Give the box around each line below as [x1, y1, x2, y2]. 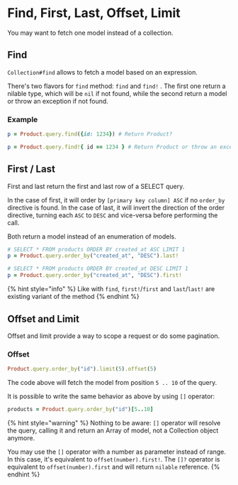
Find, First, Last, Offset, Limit [7, 5, 181, 21]
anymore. [7, 433, 35, 442]
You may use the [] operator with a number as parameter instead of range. [7, 447, 227, 456]
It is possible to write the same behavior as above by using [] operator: [7, 392, 215, 400]
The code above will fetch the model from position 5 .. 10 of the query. [7, 378, 217, 387]
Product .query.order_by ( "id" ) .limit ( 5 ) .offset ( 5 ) [7, 366, 157, 373]
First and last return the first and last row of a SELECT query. [7, 182, 185, 190]
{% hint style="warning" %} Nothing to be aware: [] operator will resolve [7, 418, 221, 427]
